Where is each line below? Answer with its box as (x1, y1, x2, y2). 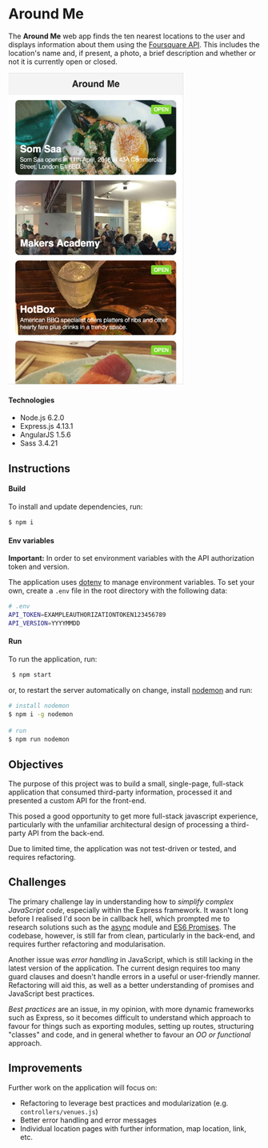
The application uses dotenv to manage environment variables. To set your (8, 578, 255, 587)
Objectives (8, 758, 64, 771)
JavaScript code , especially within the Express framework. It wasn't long (8, 905, 249, 914)
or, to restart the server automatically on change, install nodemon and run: (8, 685, 254, 694)
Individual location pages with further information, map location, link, (19, 1123, 246, 1133)
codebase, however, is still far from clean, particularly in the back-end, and (8, 930, 255, 940)
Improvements (8, 1062, 82, 1075)
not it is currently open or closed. (8, 57, 118, 66)
